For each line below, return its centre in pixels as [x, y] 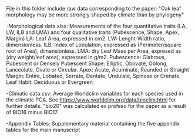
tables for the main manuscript [43, 130]
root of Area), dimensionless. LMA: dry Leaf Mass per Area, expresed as [94, 51]
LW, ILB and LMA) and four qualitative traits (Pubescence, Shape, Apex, [93, 32]
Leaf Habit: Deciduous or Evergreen [49, 82]
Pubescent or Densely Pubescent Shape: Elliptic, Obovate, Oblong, [87, 63]
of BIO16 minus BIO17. [32, 112]
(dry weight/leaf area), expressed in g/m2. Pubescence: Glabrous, [86, 57]
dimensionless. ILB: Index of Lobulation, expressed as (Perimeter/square [94, 45]
